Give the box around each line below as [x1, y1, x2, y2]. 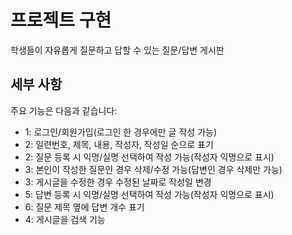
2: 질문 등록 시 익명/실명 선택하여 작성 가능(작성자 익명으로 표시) [24, 151, 275, 163]
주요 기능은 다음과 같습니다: [10, 104, 118, 116]
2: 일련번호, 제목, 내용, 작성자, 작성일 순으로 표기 [24, 138, 214, 150]
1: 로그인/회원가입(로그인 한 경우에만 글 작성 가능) [24, 126, 218, 138]
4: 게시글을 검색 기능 [24, 213, 106, 225]
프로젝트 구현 [10, 9, 112, 32]
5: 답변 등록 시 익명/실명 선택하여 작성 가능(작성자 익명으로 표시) [24, 188, 275, 200]
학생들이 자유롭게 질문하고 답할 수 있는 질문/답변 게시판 [10, 44, 225, 56]
